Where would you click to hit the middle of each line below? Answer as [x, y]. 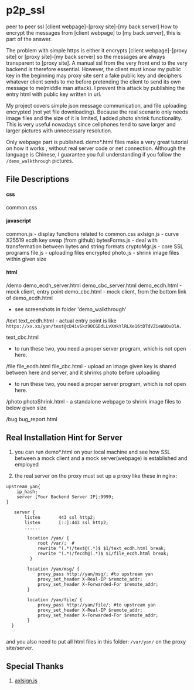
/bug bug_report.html [32, 419]
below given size [26, 408]
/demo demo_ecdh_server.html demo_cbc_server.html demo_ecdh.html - [94, 285]
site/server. [20, 648]
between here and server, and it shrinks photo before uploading [83, 372]
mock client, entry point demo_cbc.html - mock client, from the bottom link [96, 291]
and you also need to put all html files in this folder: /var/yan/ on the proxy [96, 641]
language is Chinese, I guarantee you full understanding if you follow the [94, 154]
